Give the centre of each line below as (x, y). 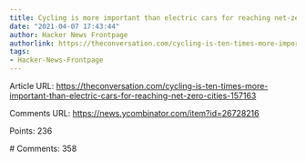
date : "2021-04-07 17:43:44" (65, 26)
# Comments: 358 (43, 148)
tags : (20, 52)
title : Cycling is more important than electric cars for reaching (140, 18)
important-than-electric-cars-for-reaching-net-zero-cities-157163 (133, 96)
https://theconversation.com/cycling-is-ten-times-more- (162, 86)
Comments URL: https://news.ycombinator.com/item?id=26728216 (134, 113)
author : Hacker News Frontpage (69, 35)
